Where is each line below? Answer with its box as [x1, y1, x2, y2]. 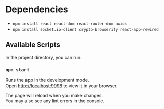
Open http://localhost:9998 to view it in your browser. [5, 83, 118, 89]
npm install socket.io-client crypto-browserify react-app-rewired [12, 26, 159, 32]
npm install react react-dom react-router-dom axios [12, 21, 127, 26]
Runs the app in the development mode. [5, 77, 89, 84]
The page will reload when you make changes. [5, 93, 103, 99]
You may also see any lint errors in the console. [5, 98, 104, 104]
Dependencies [5, 4, 68, 15]
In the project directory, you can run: [5, 54, 82, 60]
